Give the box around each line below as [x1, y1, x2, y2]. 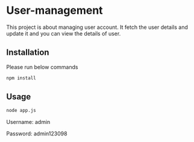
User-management [6, 4, 104, 17]
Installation [6, 48, 49, 58]
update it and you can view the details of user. [6, 29, 121, 37]
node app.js [6, 108, 36, 114]
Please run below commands [6, 63, 78, 70]
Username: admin [6, 119, 51, 126]
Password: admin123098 [6, 130, 67, 137]
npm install [6, 75, 36, 81]
